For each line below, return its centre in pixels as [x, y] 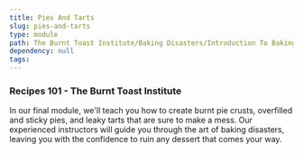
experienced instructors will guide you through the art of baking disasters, [147, 130]
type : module [34, 34]
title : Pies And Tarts [52, 18]
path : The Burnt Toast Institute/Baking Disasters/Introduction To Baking [153, 43]
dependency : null [42, 51]
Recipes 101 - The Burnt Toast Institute [96, 91]
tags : [19, 59]
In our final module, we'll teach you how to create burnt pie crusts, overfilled [151, 111]
